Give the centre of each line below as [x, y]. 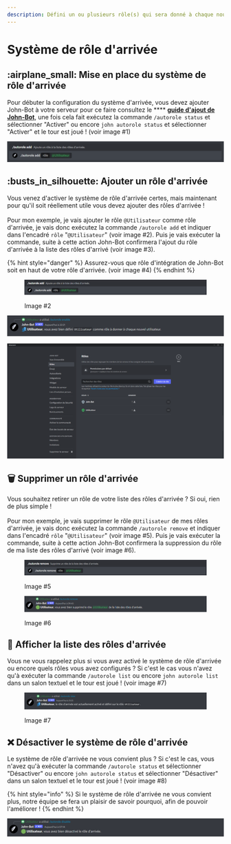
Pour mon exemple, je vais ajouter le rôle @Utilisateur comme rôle [102, 220]
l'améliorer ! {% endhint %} [46, 809]
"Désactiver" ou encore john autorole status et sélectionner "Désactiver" [113, 774]
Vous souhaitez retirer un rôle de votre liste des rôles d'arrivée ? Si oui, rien [113, 499]
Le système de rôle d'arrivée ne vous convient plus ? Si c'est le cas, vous [111, 759]
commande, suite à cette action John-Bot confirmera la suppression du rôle [114, 543]
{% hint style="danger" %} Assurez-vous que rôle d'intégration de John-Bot [115, 263]
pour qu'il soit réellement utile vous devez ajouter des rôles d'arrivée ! [106, 205]
